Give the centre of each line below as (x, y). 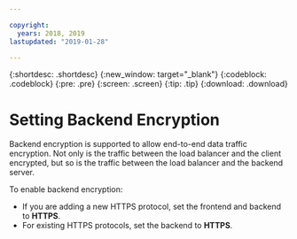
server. (22, 173)
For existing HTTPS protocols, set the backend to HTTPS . (127, 226)
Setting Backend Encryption (114, 119)
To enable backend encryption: (66, 189)
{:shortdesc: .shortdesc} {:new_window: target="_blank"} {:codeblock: (138, 74)
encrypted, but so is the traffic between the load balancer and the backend (146, 163)
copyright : (29, 25)
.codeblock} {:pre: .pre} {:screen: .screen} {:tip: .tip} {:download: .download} (148, 84)
